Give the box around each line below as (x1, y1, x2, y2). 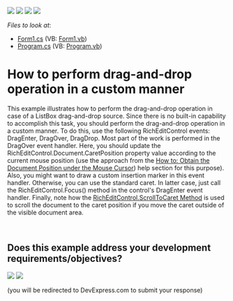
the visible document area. (7, 208, 84, 216)
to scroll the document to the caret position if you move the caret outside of (7, 200, 225, 209)
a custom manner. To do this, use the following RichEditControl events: (7, 126, 211, 135)
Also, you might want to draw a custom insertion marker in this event (7, 171, 204, 179)
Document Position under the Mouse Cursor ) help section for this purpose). (7, 163, 225, 172)
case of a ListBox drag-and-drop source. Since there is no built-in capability (7, 112, 226, 120)
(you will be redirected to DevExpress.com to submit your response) (7, 286, 203, 294)
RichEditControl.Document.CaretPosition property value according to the (7, 149, 216, 157)
